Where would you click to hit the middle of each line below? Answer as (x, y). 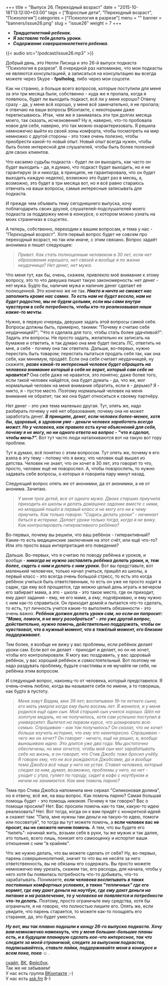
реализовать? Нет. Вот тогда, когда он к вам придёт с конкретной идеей (83, 811)
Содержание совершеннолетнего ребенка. (61, 43)
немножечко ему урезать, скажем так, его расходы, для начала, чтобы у (84, 869)
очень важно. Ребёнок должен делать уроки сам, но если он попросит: (84, 613)
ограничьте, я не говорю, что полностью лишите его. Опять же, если (80, 906)
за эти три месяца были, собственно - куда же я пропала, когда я (76, 94)
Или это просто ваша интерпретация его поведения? (62, 545)
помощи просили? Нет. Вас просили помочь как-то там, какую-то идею (83, 806)
